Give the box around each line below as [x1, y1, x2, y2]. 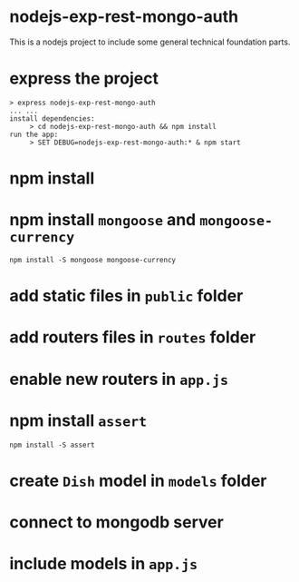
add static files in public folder [9, 286, 244, 306]
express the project [9, 68, 159, 89]
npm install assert [9, 410, 148, 430]
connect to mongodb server [9, 511, 224, 532]
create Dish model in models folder [9, 470, 267, 491]
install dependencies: [9, 113, 95, 123]
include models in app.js [9, 554, 198, 574]
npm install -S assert [9, 440, 95, 449]
